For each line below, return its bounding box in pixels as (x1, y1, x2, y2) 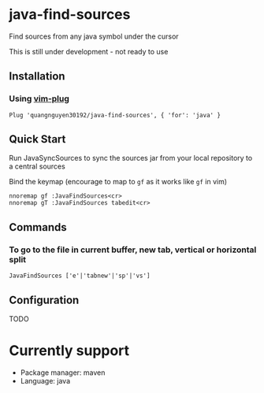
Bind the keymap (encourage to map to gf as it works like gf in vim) (9, 177, 228, 187)
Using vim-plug (9, 93, 70, 104)
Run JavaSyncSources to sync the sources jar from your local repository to (9, 154, 253, 163)
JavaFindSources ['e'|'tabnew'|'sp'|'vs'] (9, 272, 151, 280)
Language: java (20, 376, 70, 385)
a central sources (9, 161, 65, 171)
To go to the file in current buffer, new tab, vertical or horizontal (9, 244, 257, 255)
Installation (9, 69, 65, 83)
